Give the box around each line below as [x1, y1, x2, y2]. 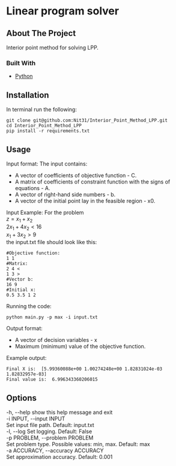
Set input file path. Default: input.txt [6, 422, 94, 429]
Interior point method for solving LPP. [6, 44, 99, 51]
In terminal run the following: [6, 106, 77, 113]
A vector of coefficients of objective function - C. [14, 172, 137, 179]
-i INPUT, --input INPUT [6, 415, 65, 422]
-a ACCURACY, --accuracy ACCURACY [6, 447, 104, 454]
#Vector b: [6, 276, 34, 282]
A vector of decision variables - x [14, 336, 98, 344]
